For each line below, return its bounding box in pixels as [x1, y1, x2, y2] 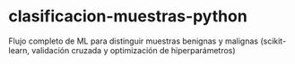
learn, [8, 44, 30, 55]
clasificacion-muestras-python [8, 6, 247, 27]
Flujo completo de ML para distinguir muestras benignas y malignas [8, 36, 259, 46]
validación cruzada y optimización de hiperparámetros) [31, 44, 236, 55]
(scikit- [260, 36, 287, 46]
